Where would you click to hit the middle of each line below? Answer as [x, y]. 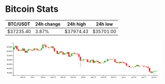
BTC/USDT [19, 24]
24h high [77, 24]
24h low [104, 24]
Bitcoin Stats [32, 9]
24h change [48, 24]
